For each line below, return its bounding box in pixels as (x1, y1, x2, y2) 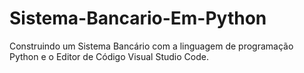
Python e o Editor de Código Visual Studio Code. (9, 50, 209, 62)
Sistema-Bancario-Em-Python (9, 7, 267, 30)
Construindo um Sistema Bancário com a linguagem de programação (9, 40, 294, 52)
